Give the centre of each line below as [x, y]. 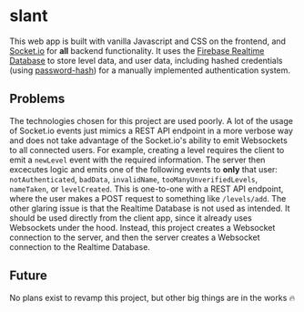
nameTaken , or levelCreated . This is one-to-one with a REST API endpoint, [147, 189]
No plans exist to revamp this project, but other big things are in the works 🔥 [152, 297]
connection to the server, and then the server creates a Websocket [135, 237]
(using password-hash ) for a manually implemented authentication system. [150, 70]
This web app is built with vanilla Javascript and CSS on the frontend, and [148, 41]
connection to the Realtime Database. [80, 246]
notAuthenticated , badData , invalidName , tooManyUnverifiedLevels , [134, 179]
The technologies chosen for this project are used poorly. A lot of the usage [152, 120]
